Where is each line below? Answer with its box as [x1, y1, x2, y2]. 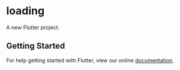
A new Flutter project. [6, 24, 60, 31]
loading [6, 4, 45, 18]
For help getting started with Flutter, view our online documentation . [6, 56, 174, 63]
